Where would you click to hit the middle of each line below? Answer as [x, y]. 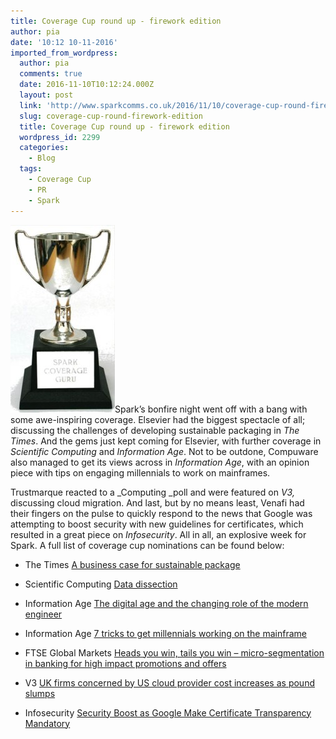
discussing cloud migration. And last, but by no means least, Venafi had [157, 502]
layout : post [46, 95]
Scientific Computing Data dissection [101, 584]
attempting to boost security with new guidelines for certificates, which [157, 524]
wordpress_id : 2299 [60, 137]
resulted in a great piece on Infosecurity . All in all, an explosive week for [158, 534]
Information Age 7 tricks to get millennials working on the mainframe [165, 633]
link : [31, 105]
